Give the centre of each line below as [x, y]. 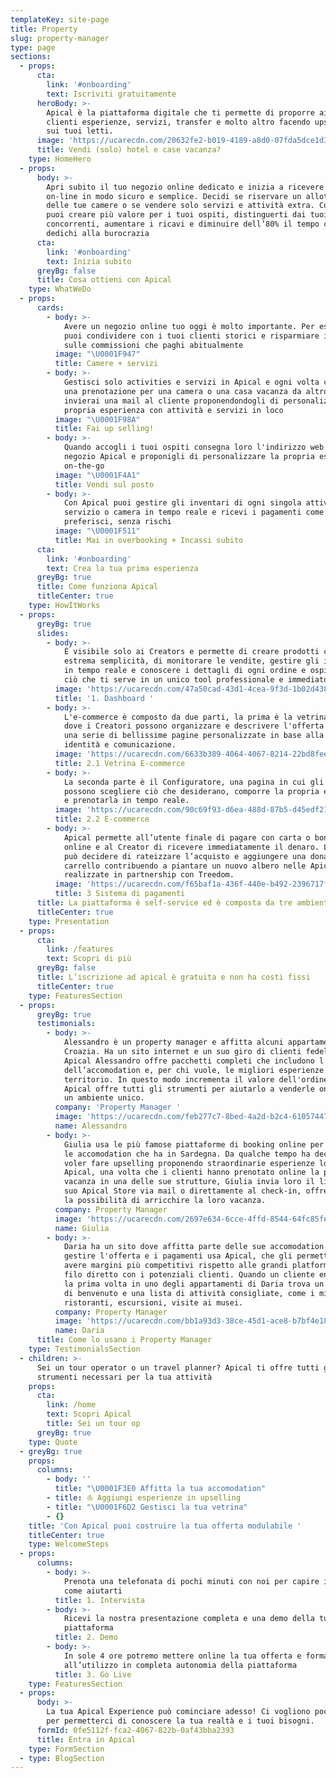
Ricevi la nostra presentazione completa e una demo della [189, 1619]
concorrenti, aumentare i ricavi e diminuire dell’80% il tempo [183, 224]
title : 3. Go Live [93, 1674]
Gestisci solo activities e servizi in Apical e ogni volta [191, 382]
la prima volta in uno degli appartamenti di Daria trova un [194, 1284]
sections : [31, 57]
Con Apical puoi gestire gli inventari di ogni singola [182, 503]
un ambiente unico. [104, 1098]
